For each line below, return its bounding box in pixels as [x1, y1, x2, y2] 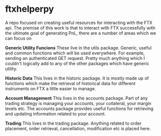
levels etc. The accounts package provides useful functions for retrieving [5, 106, 154, 111]
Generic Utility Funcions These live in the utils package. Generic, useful [5, 45, 152, 51]
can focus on [5, 35, 32, 41]
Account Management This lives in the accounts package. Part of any [5, 95, 148, 101]
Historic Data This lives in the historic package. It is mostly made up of [5, 75, 149, 81]
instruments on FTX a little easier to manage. [5, 85, 96, 91]
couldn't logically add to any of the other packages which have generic [5, 60, 149, 66]
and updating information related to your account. [5, 110, 106, 116]
